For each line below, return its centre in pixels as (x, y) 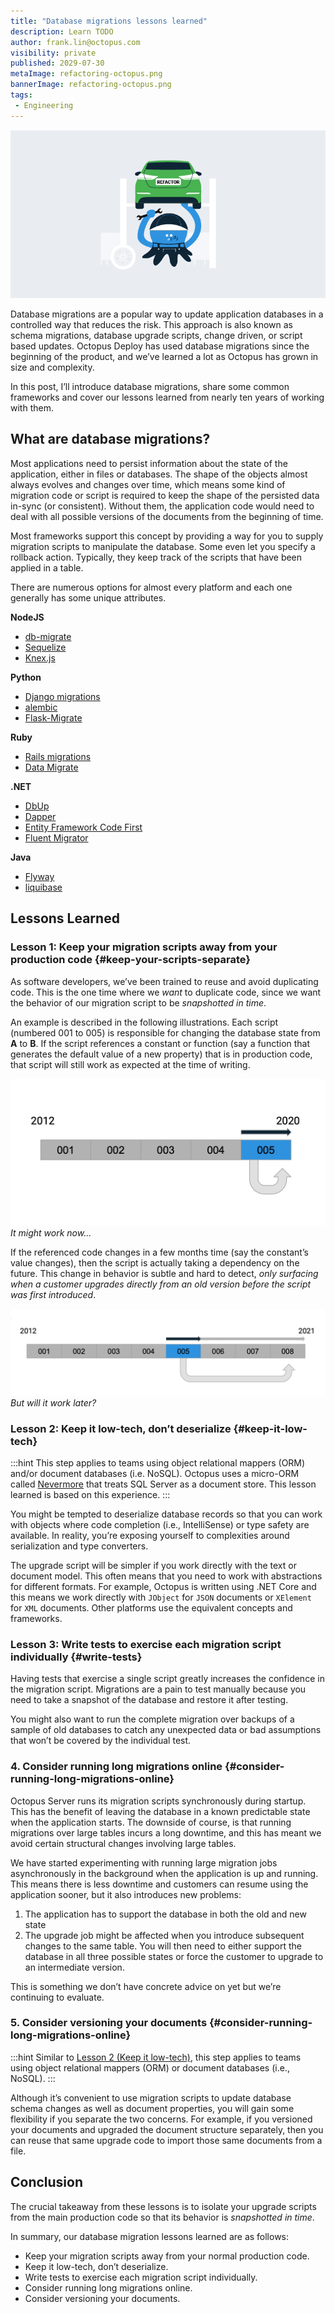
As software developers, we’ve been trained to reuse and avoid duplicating (164, 981)
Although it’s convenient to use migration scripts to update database (151, 2097)
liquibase (43, 887)
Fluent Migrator (56, 837)
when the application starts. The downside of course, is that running (151, 1822)
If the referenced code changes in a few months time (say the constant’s (159, 1252)
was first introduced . (53, 1294)
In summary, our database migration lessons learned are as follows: (150, 2236)
